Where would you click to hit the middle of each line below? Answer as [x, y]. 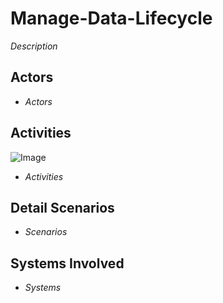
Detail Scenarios [62, 207]
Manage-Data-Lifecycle [111, 18]
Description [34, 46]
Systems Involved [67, 263]
